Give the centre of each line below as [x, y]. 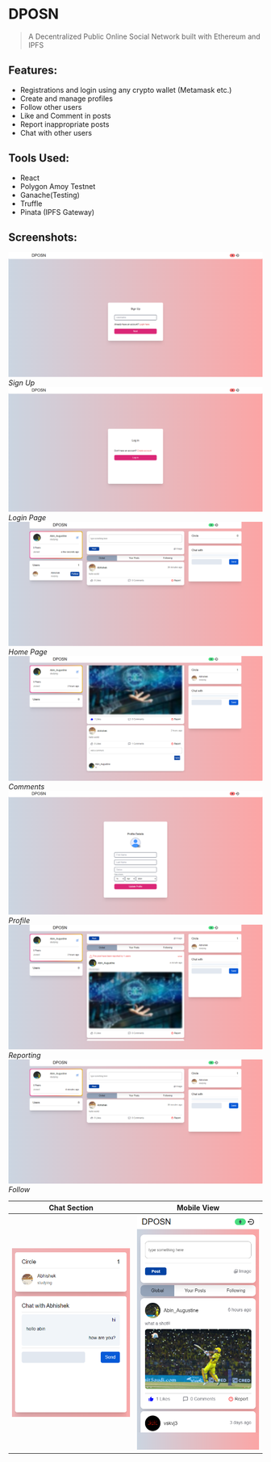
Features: [33, 71]
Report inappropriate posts [65, 124]
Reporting [25, 1055]
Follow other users [51, 107]
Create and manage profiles [66, 99]
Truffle [31, 204]
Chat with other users [56, 132]
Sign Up [22, 382]
